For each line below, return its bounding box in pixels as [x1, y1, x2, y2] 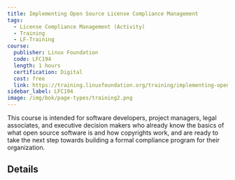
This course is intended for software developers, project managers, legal [7, 114, 217, 122]
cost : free [13, 75, 45, 82]
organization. [7, 144, 45, 151]
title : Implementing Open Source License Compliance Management [7, 10, 199, 17]
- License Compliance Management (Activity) [13, 23, 145, 30]
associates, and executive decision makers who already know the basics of [7, 121, 225, 129]
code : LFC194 [13, 56, 52, 63]
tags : [7, 17, 23, 24]
